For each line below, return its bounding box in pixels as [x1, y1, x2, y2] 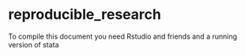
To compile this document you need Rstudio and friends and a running [8, 32, 238, 41]
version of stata [8, 39, 59, 49]
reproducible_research [8, 6, 162, 24]
